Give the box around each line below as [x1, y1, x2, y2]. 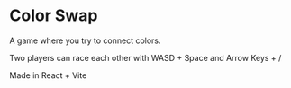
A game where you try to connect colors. [9, 35, 161, 46]
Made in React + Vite [9, 69, 87, 81]
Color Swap [9, 5, 98, 26]
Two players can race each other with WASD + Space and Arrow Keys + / [9, 52, 282, 63]
